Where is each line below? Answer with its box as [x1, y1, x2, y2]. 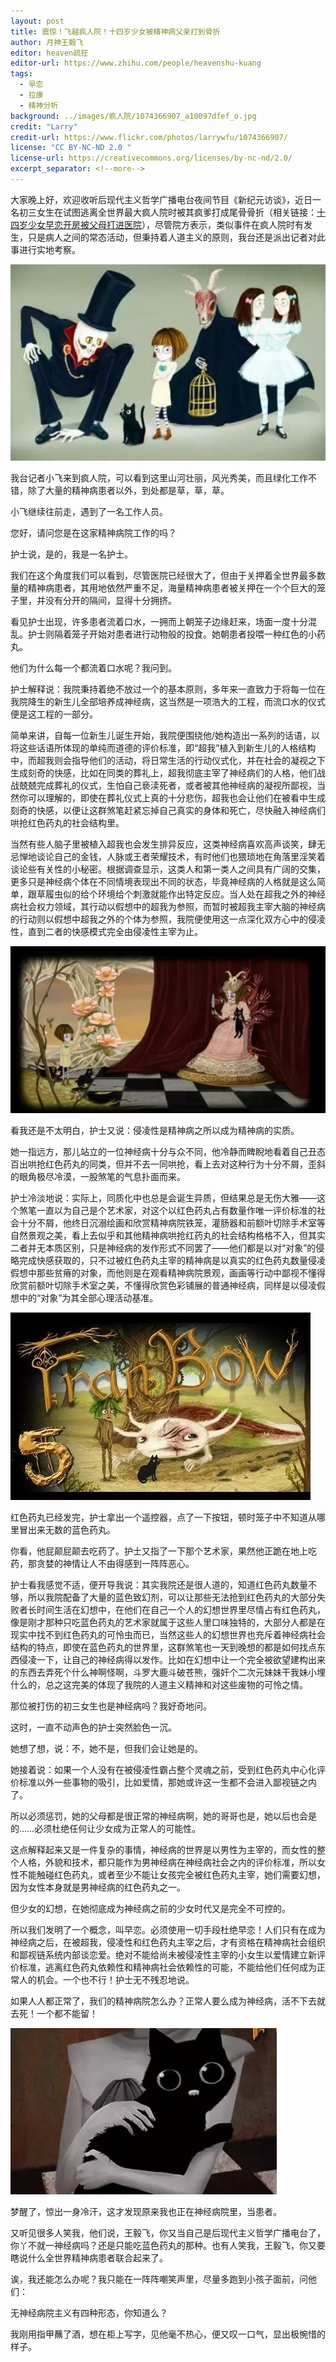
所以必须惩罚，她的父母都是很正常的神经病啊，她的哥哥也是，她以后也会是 [10, 1810, 317, 1822]
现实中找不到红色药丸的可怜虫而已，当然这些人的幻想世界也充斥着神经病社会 [10, 1628, 326, 1640]
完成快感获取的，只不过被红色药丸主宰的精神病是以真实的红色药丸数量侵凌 [18, 1254, 326, 1266]
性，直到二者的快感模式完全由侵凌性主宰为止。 [10, 926, 203, 938]
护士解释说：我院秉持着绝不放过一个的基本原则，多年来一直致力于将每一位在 [10, 683, 326, 695]
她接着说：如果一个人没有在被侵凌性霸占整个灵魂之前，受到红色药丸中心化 [10, 1763, 317, 1775]
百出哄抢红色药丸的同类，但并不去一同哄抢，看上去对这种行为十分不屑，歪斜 [10, 1158, 326, 1170]
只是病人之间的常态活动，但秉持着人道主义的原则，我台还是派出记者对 [27, 231, 317, 243]
